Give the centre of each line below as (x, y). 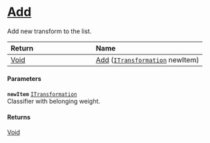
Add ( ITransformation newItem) (147, 59)
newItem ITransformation (42, 95)
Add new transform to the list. (49, 31)
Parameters (24, 78)
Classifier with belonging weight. (54, 102)
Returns (19, 117)
